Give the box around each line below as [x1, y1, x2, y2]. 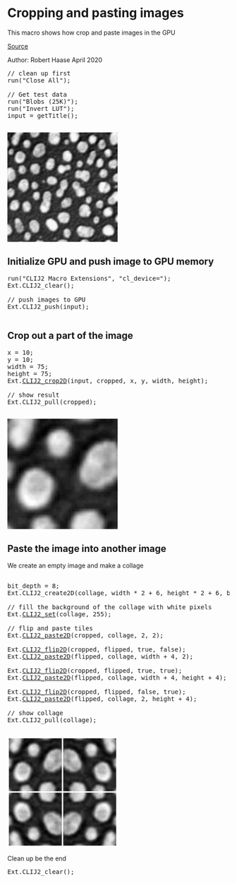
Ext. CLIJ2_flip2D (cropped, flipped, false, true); [7, 688, 186, 696]
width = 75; [7, 362, 49, 371]
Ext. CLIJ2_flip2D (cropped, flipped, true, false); [7, 646, 186, 654]
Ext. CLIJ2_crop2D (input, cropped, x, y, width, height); [7, 376, 209, 385]
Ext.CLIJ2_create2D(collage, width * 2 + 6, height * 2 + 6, [7, 589, 224, 597]
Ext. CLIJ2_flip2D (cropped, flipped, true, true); [7, 667, 183, 675]
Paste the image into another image [7, 543, 167, 555]
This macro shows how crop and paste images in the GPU [7, 28, 176, 37]
